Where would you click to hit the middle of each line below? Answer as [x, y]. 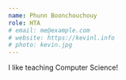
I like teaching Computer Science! [63, 67]
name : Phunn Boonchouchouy [53, 15]
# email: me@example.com [49, 30]
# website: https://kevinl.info [61, 38]
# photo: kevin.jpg [40, 45]
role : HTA [25, 23]
